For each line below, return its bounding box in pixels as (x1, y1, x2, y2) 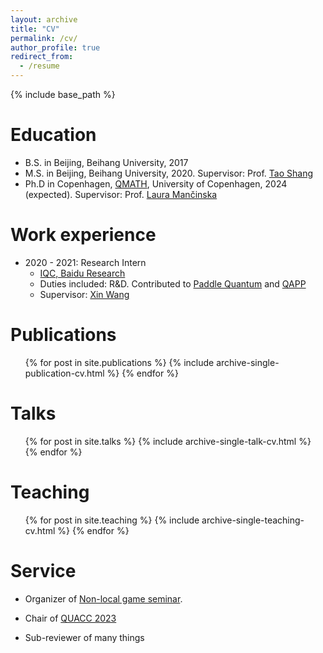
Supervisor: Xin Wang (39, 288, 130, 300)
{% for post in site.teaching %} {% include (24, 514, 200, 526)
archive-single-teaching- (201, 514, 305, 526)
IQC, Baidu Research (39, 267, 126, 279)
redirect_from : (10, 52, 74, 62)
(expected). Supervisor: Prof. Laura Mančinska (24, 188, 218, 200)
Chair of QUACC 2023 (24, 612, 117, 624)
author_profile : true (10, 42, 101, 53)
